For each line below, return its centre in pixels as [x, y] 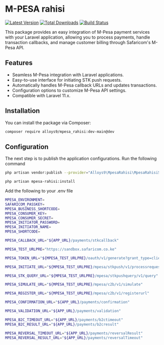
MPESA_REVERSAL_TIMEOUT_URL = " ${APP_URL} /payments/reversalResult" [74, 333]
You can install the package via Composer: [48, 123]
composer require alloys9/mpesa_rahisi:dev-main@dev [60, 131]
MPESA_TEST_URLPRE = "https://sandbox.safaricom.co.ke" [61, 249]
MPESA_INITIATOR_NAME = [28, 227]
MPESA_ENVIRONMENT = [25, 200]
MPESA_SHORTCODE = [23, 232]
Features [19, 63]
